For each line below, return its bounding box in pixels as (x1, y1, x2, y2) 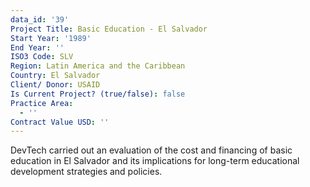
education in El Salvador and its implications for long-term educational (10, 155, 300, 167)
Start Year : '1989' (10, 33, 92, 43)
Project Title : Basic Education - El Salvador (10, 24, 208, 34)
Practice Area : (10, 98, 74, 108)
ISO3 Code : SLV (10, 52, 74, 62)
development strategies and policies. (10, 166, 163, 178)
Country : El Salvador (10, 71, 101, 81)
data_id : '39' (10, 14, 70, 25)
